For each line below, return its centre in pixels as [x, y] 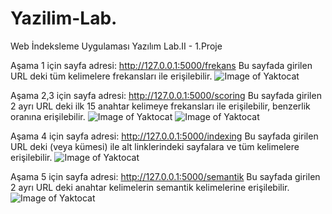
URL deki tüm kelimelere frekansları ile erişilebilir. [111, 76]
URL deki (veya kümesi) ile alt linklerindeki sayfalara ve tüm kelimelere [155, 146]
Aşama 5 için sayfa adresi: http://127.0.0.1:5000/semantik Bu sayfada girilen [165, 176]
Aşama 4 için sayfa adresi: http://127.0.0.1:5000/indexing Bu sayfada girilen [164, 136]
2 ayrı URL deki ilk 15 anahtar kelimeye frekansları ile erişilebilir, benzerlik [160, 106]
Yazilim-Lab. [64, 18]
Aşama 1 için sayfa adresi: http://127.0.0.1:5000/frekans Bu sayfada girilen [161, 65]
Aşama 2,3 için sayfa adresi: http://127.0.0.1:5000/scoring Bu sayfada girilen [166, 95]
